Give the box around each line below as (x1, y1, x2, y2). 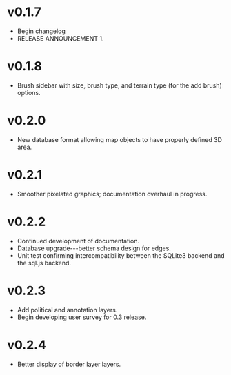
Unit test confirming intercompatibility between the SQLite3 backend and (17, 251, 225, 259)
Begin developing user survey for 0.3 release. (17, 313, 147, 321)
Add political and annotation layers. (17, 305, 118, 314)
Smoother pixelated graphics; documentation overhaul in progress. (17, 190, 208, 198)
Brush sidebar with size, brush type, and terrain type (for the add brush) (17, 81, 222, 90)
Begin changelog (17, 27, 66, 35)
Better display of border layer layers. (17, 360, 121, 368)
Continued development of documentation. (17, 236, 140, 245)
